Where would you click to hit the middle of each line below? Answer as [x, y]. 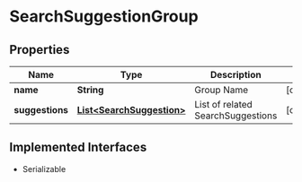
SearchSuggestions [236, 116]
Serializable [44, 169]
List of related [224, 104]
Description [236, 75]
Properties [40, 50]
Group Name [222, 90]
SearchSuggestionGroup [104, 17]
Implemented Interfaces [78, 147]
